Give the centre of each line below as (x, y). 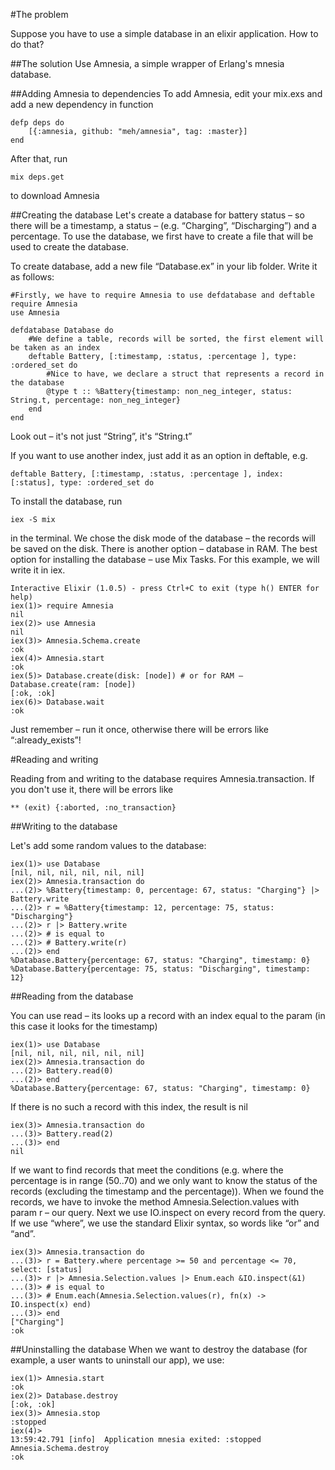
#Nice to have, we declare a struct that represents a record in (185, 374)
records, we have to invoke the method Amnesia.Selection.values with (155, 1202)
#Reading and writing (54, 759)
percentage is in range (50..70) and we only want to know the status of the (164, 1180)
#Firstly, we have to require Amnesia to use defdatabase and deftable (162, 295)
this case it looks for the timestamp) (84, 1026)
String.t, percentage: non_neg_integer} (96, 400)
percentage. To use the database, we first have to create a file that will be (162, 236)
